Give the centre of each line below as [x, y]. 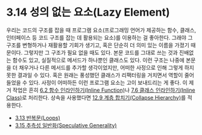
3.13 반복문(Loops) [37, 118]
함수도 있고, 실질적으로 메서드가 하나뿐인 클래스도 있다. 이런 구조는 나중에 [99, 60]
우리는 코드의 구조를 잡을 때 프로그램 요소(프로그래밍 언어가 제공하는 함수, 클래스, [101, 30]
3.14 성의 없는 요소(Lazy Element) [88, 12]
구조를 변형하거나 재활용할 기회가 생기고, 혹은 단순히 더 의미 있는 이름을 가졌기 [98, 45]
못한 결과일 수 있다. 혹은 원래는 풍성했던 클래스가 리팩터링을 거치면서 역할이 [95, 75]
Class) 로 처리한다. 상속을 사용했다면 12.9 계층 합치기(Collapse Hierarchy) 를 [96, 97]
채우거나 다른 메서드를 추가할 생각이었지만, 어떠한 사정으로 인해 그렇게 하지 [107, 67]
